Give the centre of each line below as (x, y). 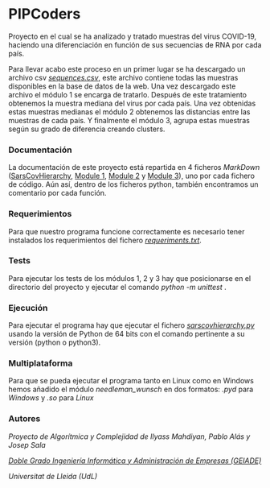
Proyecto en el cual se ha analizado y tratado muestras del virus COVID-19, (133, 36)
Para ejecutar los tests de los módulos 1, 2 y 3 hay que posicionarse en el (130, 278)
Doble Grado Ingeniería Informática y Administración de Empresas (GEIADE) (135, 461)
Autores (25, 419)
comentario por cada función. (57, 193)
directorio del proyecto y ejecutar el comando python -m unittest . (117, 287)
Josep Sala (27, 445)
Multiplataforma (41, 363)
